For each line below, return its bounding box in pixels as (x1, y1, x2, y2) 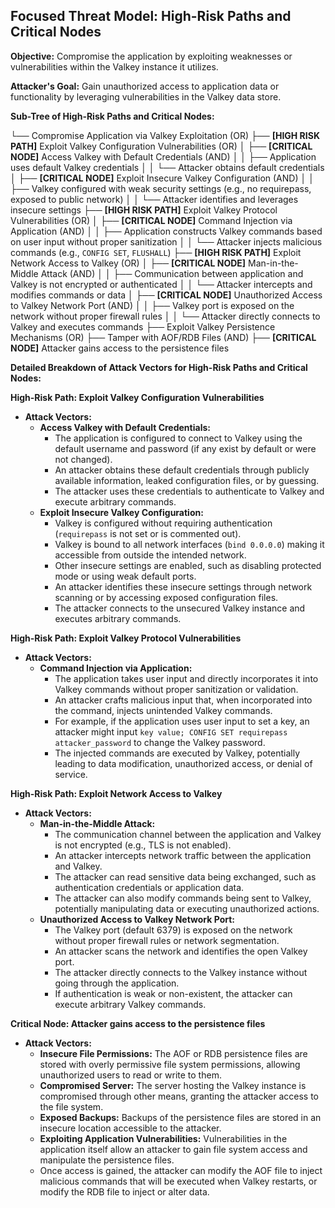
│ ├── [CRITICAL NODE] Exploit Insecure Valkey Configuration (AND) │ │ (10, 172, 315, 184)
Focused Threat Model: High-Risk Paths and (10, 8, 292, 25)
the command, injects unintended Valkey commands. (54, 704, 273, 716)
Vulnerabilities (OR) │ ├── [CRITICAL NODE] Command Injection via (10, 214, 293, 226)
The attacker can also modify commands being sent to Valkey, (54, 892, 312, 904)
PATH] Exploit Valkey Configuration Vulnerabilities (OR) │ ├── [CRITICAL (10, 140, 313, 152)
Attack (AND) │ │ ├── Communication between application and (40, 267, 304, 279)
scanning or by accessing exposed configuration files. (54, 591, 279, 603)
